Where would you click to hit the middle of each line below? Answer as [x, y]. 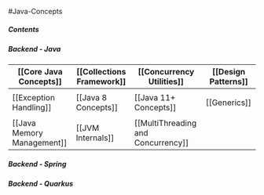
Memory [27, 133]
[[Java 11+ [155, 98]
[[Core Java [40, 72]
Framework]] [101, 81]
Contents [24, 29]
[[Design [229, 72]
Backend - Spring [37, 164]
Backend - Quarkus [41, 184]
